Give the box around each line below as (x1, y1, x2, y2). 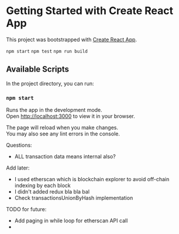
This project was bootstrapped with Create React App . (6, 36, 137, 43)
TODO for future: (6, 206, 47, 213)
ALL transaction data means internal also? (14, 153, 116, 160)
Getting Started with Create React (6, 4, 174, 18)
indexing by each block (14, 182, 71, 189)
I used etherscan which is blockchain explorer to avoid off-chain (14, 176, 170, 183)
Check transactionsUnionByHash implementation (14, 195, 133, 202)
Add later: (6, 164, 30, 171)
